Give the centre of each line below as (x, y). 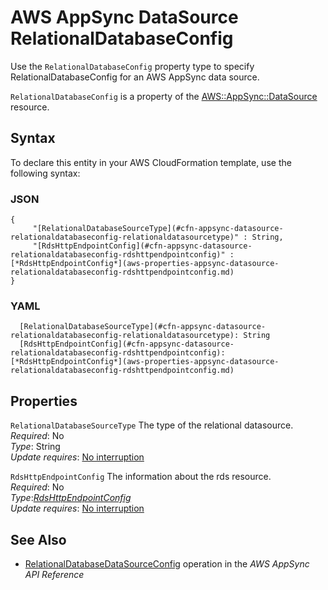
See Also (38, 539)
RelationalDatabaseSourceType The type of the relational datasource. (152, 425)
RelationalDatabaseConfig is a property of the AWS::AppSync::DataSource (164, 96)
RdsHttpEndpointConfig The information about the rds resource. (141, 477)
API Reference (54, 574)
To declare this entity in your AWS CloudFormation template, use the (151, 162)
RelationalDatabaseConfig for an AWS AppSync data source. (135, 77)
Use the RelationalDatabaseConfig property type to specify (132, 66)
